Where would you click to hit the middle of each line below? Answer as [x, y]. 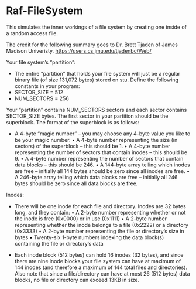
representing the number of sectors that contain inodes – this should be [101, 152]
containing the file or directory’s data [59, 243]
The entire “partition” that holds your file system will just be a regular [97, 73]
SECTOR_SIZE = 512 [39, 92]
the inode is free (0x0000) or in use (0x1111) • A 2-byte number [91, 219]
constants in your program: [47, 86]
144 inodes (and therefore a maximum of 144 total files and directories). [101, 267]
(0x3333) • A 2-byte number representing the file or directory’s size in [99, 231]
